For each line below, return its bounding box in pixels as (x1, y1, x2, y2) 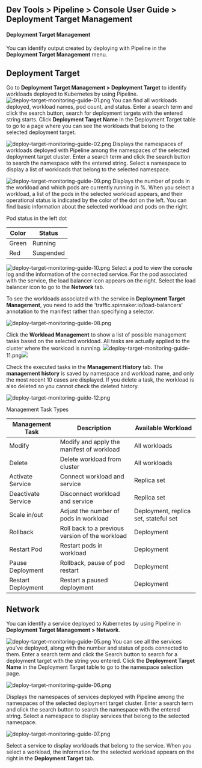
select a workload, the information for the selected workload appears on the (6, 748, 195, 756)
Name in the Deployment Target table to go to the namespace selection (6, 663, 183, 671)
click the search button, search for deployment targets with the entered (6, 109, 183, 117)
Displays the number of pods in (112, 177, 191, 185)
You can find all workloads (111, 97, 177, 104)
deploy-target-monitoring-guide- (108, 345, 191, 352)
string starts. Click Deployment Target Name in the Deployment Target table (6, 116, 196, 123)
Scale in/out (9, 511, 43, 519)
